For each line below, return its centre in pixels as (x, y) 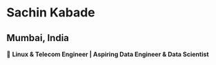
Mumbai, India (38, 38)
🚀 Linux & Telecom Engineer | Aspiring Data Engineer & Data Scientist (108, 54)
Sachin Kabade (51, 13)
